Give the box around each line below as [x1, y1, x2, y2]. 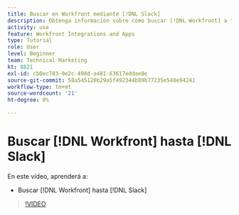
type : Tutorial [7, 37, 53, 44]
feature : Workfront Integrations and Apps [7, 30, 135, 38]
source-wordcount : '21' [7, 90, 78, 97]
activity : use [7, 23, 50, 31]
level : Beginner [7, 51, 55, 58]
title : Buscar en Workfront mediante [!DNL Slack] [7, 10, 161, 18]
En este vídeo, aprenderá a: [7, 172, 88, 180]
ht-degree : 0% [7, 97, 50, 104]
